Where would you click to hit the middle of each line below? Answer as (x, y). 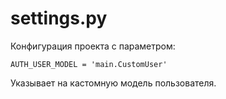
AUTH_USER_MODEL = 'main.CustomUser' (89, 64)
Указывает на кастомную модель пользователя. (113, 83)
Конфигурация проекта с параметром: (93, 46)
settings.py (59, 18)
